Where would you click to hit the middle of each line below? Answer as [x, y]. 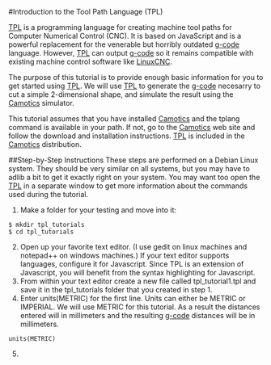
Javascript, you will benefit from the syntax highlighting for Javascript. [138, 273]
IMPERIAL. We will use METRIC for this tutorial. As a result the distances [140, 307]
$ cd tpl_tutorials [41, 232]
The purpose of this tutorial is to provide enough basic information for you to [136, 77]
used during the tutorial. [49, 194]
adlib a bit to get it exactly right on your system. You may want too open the [134, 177]
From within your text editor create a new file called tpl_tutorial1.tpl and [138, 281]
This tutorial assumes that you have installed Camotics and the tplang [124, 119]
